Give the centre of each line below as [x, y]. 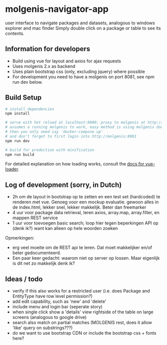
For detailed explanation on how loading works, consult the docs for [75, 164]
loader [12, 169]
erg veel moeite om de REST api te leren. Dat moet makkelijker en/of [82, 248]
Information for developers [48, 49]
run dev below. [28, 82]
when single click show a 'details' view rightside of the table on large [83, 312]
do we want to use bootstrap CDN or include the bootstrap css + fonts [84, 333]
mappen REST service [35, 218]
